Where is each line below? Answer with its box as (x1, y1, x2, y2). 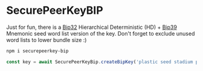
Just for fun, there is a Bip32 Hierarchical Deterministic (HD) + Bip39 (6, 23, 177, 31)
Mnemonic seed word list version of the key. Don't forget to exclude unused (6, 29, 195, 37)
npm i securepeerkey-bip (6, 48, 69, 54)
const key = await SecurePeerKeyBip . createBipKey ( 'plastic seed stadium (6, 58, 193, 65)
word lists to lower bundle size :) (6, 36, 87, 43)
